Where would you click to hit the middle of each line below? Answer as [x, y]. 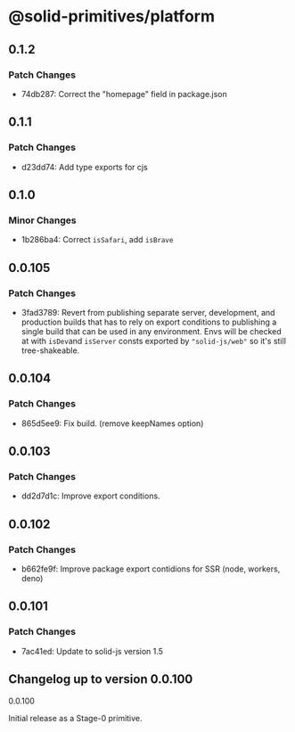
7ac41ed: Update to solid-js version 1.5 [92, 651]
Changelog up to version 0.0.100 [101, 679]
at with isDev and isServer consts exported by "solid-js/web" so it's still [154, 341]
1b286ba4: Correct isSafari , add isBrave [97, 240]
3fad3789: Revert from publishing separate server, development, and [148, 312]
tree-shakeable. [50, 350]
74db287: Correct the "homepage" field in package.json [124, 94]
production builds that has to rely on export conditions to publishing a [149, 322]
